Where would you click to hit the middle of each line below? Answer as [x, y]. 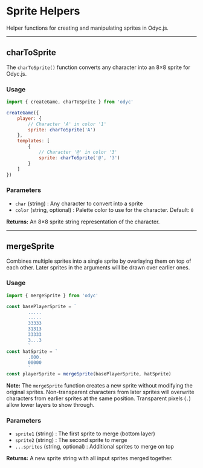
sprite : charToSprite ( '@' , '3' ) [79, 158]
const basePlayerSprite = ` [42, 306]
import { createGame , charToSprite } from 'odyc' [70, 102]
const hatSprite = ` [32, 351]
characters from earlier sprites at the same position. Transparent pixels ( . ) [99, 398]
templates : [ [34, 141]
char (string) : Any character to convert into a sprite [79, 203]
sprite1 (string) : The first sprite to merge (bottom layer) [85, 433]
